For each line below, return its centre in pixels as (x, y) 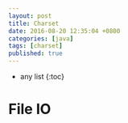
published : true (35, 53)
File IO (30, 109)
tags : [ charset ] (35, 46)
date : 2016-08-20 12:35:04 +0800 (64, 31)
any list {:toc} (42, 76)
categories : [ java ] (41, 38)
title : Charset (34, 23)
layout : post (30, 16)
